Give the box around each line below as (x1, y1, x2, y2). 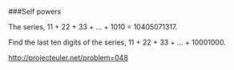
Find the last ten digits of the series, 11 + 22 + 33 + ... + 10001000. (8, 37, 226, 47)
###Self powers (8, 7, 62, 16)
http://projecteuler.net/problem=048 (8, 53, 128, 62)
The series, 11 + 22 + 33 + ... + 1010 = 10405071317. (8, 22, 178, 31)
